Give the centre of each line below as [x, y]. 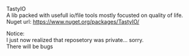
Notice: [16, 33]
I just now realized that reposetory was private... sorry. [75, 40]
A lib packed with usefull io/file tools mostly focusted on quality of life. [95, 15]
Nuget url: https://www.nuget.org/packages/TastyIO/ [73, 22]
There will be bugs [30, 46]
